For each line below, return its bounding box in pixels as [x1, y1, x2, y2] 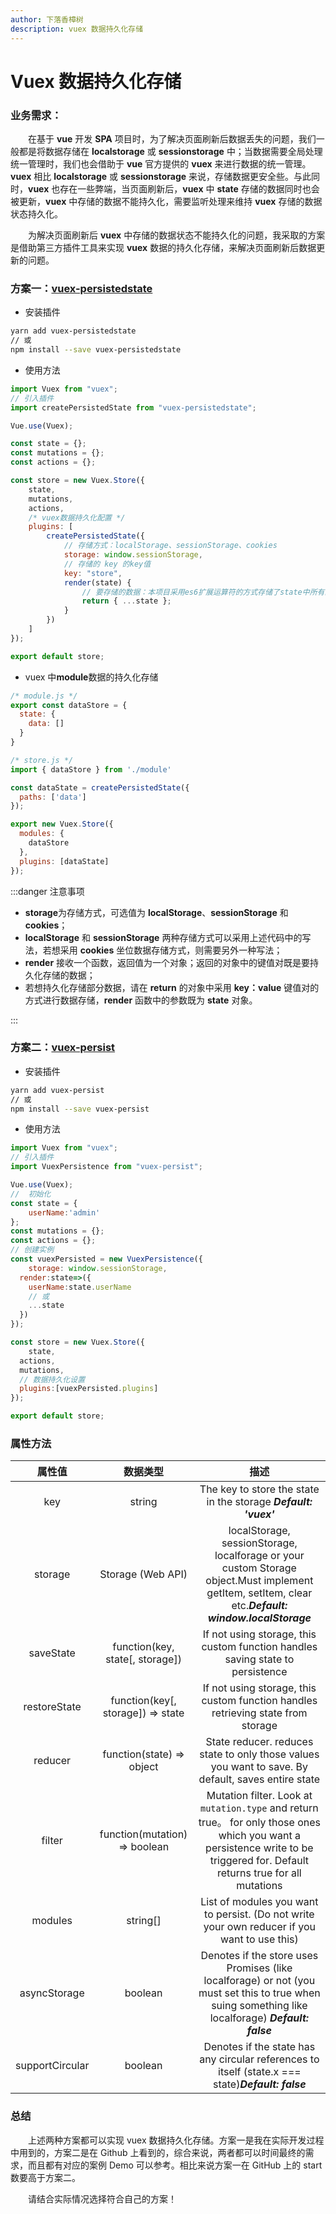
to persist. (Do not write [204, 1907, 315, 1921]
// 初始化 [10, 1189, 52, 1199]
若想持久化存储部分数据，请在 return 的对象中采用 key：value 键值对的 [24, 981, 320, 993]
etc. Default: [231, 1599, 288, 1613]
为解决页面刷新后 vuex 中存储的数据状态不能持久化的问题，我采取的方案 [28, 229, 326, 241]
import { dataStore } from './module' [10, 764, 172, 775]
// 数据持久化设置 [19, 1374, 86, 1385]
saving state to [224, 1652, 295, 1666]
